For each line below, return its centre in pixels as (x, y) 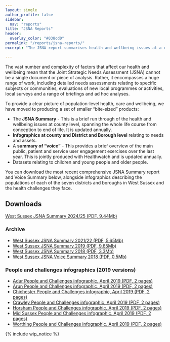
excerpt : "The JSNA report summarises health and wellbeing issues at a (83, 48)
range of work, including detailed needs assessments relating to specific (81, 83)
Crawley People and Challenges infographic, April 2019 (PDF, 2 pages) (86, 302)
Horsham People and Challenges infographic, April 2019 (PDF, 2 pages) (87, 308)
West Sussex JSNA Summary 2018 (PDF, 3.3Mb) (63, 251)
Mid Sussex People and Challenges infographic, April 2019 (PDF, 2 (82, 314)
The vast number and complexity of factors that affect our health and (77, 67)
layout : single (21, 10)
